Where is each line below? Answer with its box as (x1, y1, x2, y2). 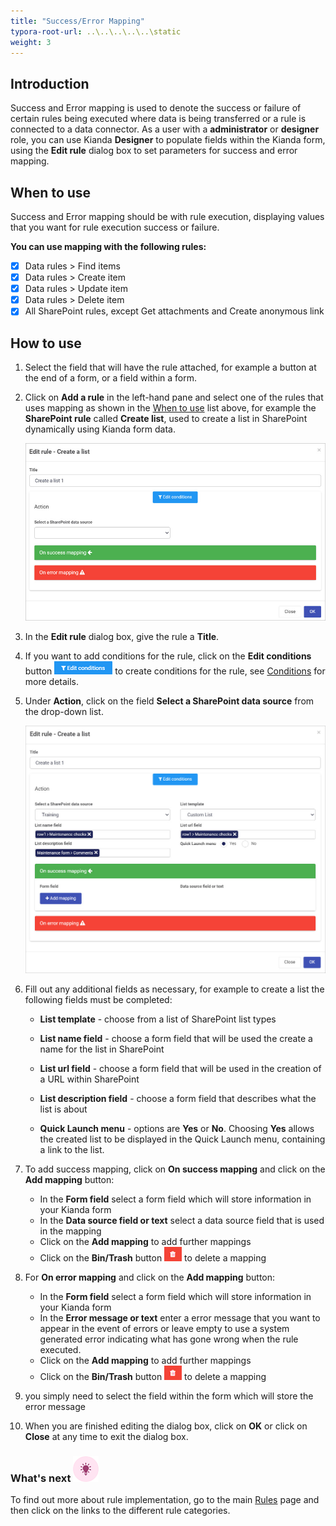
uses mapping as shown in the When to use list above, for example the (24, 402, 317, 414)
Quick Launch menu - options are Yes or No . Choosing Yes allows (39, 1123, 315, 1135)
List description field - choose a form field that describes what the (39, 1093, 317, 1105)
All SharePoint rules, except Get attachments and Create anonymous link (24, 305, 325, 317)
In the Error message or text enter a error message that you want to (39, 1312, 321, 1324)
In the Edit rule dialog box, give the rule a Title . (24, 630, 220, 642)
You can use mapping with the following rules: (10, 241, 207, 252)
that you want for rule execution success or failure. (10, 221, 220, 233)
